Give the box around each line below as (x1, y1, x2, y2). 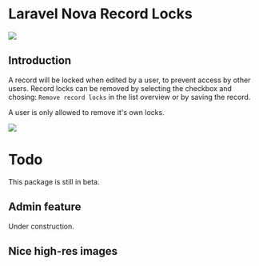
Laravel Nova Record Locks (8, 5, 193, 23)
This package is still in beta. (8, 177, 100, 186)
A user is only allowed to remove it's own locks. (8, 107, 165, 117)
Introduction (8, 54, 72, 68)
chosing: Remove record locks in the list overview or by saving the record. (8, 92, 251, 101)
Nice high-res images (8, 244, 118, 258)
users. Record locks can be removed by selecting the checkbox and (8, 83, 232, 93)
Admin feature (8, 200, 82, 214)
